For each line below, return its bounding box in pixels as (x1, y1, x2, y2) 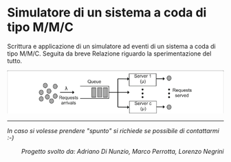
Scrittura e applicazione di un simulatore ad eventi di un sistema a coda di (7, 42, 216, 50)
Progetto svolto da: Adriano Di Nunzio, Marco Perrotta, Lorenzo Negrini (21, 148, 224, 156)
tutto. (7, 56, 23, 65)
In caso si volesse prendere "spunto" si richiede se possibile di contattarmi (7, 127, 220, 135)
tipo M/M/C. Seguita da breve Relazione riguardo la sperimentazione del (7, 49, 212, 58)
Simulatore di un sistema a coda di (7, 5, 207, 21)
